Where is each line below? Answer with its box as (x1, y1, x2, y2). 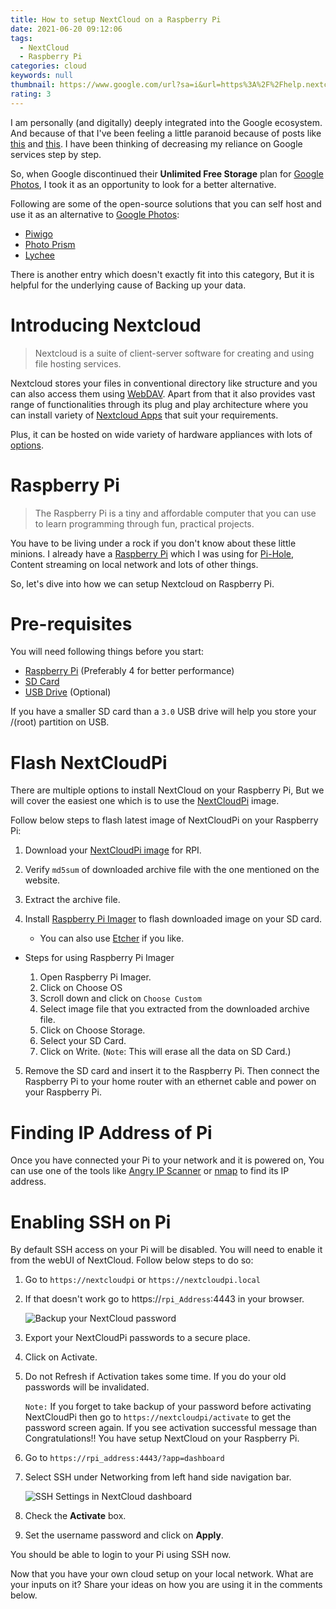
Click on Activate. (24, 1351, 98, 1363)
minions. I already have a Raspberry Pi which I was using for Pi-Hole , (10, 547, 295, 560)
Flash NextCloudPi (10, 751, 168, 774)
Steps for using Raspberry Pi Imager (24, 952, 175, 964)
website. (24, 874, 61, 886)
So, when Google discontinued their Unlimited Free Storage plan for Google (10, 167, 324, 180)
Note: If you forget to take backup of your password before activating (24, 1401, 312, 1413)
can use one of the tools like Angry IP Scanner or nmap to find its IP (10, 1165, 290, 1177)
